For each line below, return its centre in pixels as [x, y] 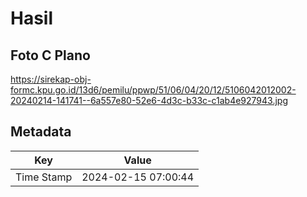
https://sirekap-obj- [51, 79]
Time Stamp [44, 177]
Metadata [41, 132]
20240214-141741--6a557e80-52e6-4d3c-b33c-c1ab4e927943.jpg [149, 100]
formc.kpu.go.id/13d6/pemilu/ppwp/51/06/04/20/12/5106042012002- [153, 90]
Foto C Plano [50, 55]
